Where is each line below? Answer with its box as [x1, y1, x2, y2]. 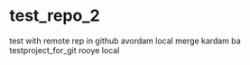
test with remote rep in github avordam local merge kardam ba [9, 35, 241, 46]
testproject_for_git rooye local [9, 44, 120, 55]
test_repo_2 [9, 5, 101, 26]
